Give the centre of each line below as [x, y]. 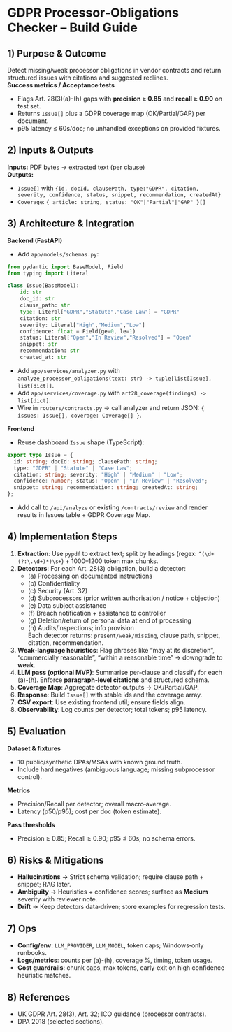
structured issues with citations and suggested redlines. [88, 78]
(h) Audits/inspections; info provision [81, 627]
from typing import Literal [48, 273]
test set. [29, 106]
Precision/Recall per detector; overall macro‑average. [94, 804]
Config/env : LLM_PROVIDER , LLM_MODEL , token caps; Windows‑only [110, 945]
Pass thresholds [31, 824]
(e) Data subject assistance [67, 605]
